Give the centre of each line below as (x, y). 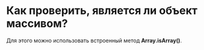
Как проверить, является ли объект (102, 11)
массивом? (37, 23)
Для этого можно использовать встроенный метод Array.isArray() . (94, 40)
